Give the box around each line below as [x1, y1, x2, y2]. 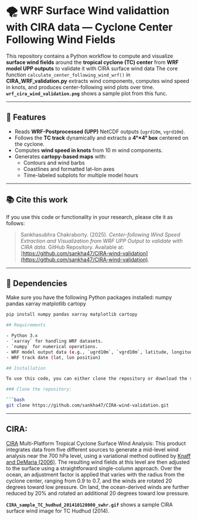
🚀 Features [6, 112, 46, 123]
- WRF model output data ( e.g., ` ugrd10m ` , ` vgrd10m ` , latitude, [6, 349, 169, 355]
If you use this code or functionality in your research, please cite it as [6, 213, 173, 220]
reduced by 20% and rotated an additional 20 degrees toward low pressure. [6, 489, 189, 497]
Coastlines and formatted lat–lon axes [23, 165, 115, 173]
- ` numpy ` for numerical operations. [6, 343, 98, 349]
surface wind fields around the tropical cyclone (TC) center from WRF [6, 59, 179, 66]
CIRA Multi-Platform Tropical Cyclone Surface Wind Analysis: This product [6, 440, 186, 447]
